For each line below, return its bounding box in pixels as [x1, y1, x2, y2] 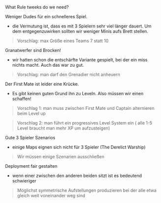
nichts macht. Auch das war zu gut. [12, 62, 84, 68]
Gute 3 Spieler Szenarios [5, 135, 55, 140]
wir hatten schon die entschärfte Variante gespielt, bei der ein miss [12, 57, 148, 63]
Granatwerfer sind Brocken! [5, 48, 61, 53]
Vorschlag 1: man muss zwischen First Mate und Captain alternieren [17, 105, 155, 111]
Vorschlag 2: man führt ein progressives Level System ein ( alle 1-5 [17, 120, 153, 126]
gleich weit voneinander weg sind [17, 193, 85, 198]
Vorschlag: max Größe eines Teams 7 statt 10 [17, 38, 109, 44]
